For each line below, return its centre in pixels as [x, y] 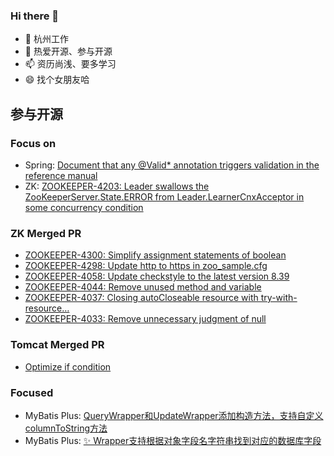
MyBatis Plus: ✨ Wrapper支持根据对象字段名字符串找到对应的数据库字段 [173, 440]
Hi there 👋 [35, 16]
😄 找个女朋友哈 [57, 80]
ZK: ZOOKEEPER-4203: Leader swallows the [117, 186]
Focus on [33, 143]
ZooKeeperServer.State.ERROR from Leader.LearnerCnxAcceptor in [164, 196]
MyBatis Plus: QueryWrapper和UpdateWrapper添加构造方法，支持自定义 [174, 415]
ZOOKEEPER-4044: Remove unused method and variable [143, 287]
